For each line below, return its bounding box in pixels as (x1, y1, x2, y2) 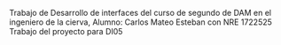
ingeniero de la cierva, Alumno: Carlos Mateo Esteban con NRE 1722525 (9, 17, 273, 27)
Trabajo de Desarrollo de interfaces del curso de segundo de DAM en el (9, 8, 272, 18)
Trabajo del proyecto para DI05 (9, 26, 123, 36)
